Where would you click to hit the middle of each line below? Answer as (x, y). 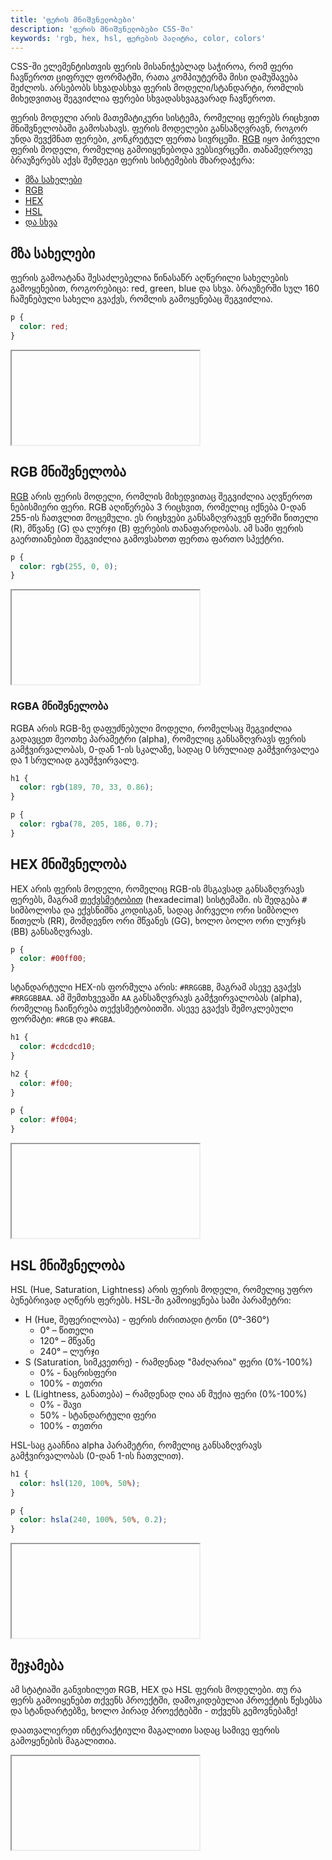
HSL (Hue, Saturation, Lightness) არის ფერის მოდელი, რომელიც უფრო (161, 1289)
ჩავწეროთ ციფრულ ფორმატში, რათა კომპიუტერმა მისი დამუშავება (154, 77)
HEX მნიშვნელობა (68, 864)
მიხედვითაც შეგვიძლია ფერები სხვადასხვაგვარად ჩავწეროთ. (143, 98)
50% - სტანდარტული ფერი (98, 1415)
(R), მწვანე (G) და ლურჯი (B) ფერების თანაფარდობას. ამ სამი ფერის (157, 528)
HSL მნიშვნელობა (67, 1265)
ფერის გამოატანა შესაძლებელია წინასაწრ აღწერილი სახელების (149, 278)
